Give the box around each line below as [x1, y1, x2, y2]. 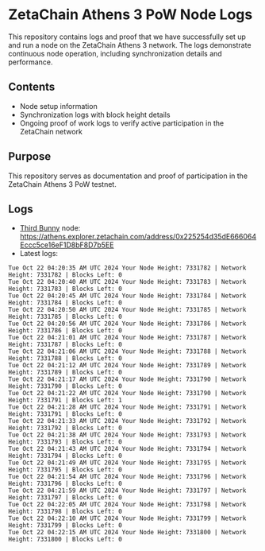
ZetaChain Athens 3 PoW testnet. [8, 179, 117, 188]
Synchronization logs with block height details [19, 110, 171, 119]
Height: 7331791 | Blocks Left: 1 [8, 396, 123, 405]
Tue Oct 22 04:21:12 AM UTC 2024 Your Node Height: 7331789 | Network [8, 362, 247, 370]
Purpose [8, 149, 52, 164]
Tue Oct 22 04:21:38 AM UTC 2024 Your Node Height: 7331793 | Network [8, 431, 247, 439]
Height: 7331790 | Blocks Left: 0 [8, 382, 123, 390]
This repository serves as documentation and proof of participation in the [8, 171, 248, 180]
